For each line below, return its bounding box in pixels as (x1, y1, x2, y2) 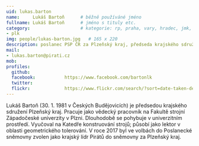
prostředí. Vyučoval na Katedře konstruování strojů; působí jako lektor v (6, 121, 181, 128)
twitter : (11, 80, 33, 86)
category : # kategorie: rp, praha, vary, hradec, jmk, (6, 25, 192, 31)
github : (11, 69, 31, 75)
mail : (6, 47, 20, 53)
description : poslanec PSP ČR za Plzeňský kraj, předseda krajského (6, 42, 179, 48)
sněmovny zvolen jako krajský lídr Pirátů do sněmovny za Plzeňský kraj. (6, 133, 182, 140)
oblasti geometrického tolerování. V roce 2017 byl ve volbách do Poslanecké (6, 126, 192, 134)
